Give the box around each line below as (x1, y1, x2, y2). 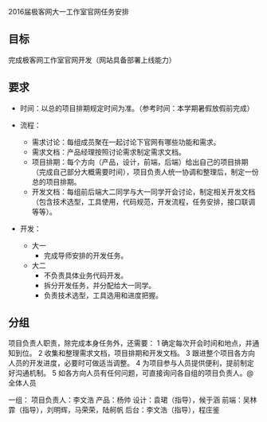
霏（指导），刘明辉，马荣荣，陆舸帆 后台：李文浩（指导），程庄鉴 (8, 405, 220, 415)
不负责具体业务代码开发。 (43, 270, 128, 280)
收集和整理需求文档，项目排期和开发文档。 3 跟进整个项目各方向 (44, 349, 255, 358)
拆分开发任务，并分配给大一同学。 (43, 280, 156, 290)
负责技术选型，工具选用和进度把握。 (43, 290, 163, 300)
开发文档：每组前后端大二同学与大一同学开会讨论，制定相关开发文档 (31, 186, 256, 197)
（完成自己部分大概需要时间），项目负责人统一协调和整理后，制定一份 (31, 166, 259, 177)
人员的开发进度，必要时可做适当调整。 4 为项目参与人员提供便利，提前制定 (8, 358, 254, 368)
